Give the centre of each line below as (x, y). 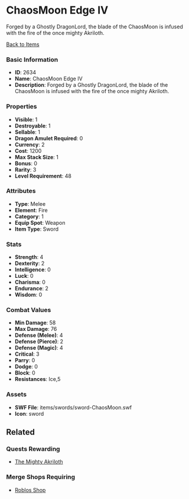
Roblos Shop (30, 490)
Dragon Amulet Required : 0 (49, 138)
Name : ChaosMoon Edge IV (48, 79)
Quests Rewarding (33, 449)
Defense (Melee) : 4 (39, 335)
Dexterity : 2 (30, 264)
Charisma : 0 (30, 282)
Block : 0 (25, 373)
